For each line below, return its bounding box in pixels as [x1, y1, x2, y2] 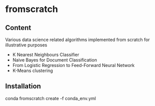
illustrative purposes [5, 42, 48, 48]
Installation [5, 82, 41, 90]
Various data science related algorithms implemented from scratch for [5, 36, 150, 42]
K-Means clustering [12, 67, 53, 73]
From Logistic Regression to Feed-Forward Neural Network [12, 62, 135, 68]
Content [5, 23, 32, 32]
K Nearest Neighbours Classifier [12, 51, 79, 57]
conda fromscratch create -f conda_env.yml [5, 95, 96, 101]
